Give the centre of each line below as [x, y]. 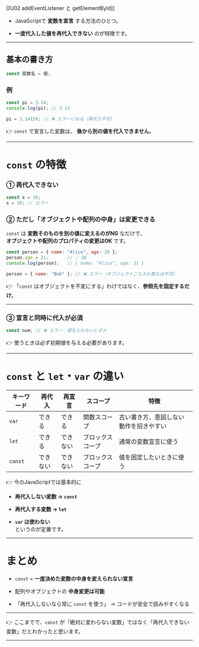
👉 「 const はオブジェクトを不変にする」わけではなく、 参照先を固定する [95, 286]
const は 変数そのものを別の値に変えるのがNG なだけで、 [76, 234]
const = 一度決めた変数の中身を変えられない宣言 [74, 579]
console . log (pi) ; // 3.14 [38, 108]
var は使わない [32, 522]
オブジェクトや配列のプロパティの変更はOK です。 [68, 241]
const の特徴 [36, 164]
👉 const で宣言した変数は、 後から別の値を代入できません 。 [81, 131]
